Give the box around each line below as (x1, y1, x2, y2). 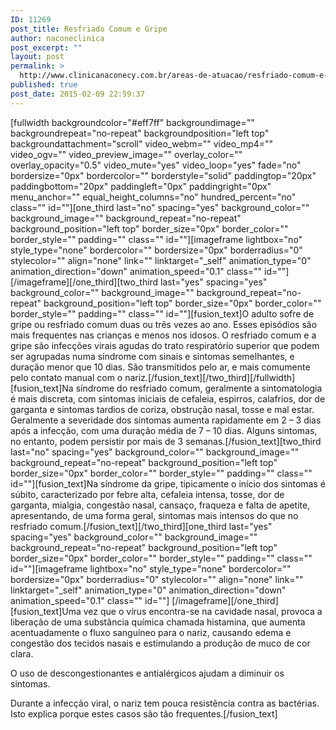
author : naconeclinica (10, 33, 105, 43)
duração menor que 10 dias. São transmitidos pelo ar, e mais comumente (10, 361, 311, 373)
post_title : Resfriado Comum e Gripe (10, 24, 168, 34)
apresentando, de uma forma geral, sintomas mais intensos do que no (10, 509, 299, 521)
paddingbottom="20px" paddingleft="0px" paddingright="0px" (10, 180, 272, 192)
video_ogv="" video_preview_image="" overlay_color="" (10, 148, 243, 160)
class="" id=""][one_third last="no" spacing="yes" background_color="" (10, 201, 310, 213)
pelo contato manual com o (10, 371, 123, 383)
